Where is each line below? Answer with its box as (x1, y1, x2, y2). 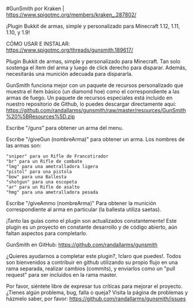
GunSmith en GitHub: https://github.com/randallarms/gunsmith (6, 241, 158, 248)
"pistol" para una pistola (6, 169, 72, 175)
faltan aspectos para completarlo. (6, 230, 88, 237)
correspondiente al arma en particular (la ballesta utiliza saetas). (6, 206, 162, 213)
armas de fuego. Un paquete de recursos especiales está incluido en (6, 94, 173, 101)
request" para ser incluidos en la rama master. (6, 272, 118, 278)
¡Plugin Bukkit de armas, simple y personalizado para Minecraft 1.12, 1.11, (6, 23, 181, 29)
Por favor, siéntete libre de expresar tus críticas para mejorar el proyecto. (6, 283, 183, 290)
